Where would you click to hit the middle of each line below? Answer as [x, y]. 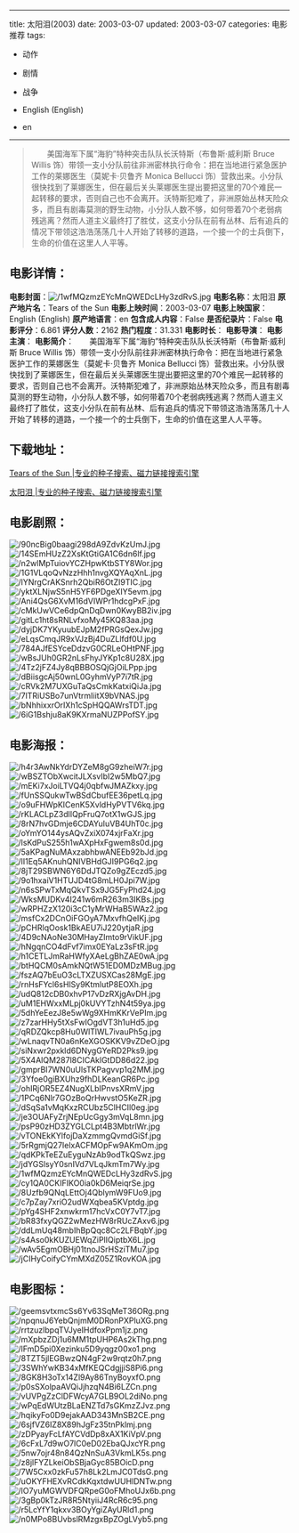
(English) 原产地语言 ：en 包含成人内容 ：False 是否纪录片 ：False [155, 319]
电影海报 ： [39, 745]
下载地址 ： [39, 450]
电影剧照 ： [39, 523]
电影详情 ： [39, 274]
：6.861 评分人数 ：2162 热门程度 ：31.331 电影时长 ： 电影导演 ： [149, 329]
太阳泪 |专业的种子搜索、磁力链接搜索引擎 [86, 491]
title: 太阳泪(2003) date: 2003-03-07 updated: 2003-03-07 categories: [139, 24]
